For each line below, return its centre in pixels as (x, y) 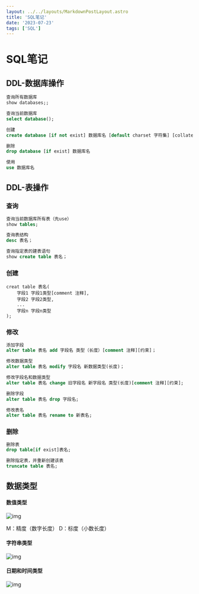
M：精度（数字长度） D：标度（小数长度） (58, 528)
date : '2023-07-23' (30, 23)
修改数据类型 (20, 361)
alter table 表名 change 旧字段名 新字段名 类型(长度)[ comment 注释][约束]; (95, 383)
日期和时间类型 (24, 571)
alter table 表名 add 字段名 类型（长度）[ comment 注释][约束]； (81, 350)
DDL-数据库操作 (35, 83)
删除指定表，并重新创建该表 (35, 461)
